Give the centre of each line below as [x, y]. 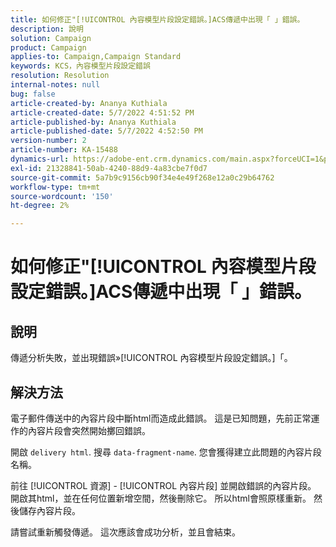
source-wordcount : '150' [62, 196]
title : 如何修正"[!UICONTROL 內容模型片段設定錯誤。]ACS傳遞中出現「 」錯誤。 [157, 19]
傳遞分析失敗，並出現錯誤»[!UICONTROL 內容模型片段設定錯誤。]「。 [151, 358]
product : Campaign [48, 47]
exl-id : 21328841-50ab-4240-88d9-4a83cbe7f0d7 [109, 168]
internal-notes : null [55, 85]
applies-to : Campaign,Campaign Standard [96, 57]
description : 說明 [47, 29]
